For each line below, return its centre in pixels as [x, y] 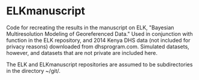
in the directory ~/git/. [33, 70]
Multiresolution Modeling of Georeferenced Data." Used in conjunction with [99, 33]
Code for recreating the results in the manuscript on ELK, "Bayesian [90, 27]
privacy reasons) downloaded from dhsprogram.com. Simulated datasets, [98, 47]
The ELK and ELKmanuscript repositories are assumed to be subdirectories [99, 64]
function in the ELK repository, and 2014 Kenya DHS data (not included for [99, 40]
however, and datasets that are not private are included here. [82, 53]
